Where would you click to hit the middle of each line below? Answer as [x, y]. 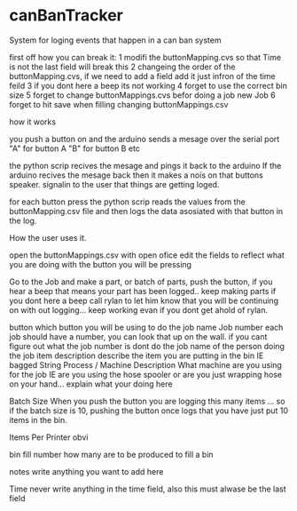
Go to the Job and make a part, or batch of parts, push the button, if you [141, 282]
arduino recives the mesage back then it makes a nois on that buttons [137, 175]
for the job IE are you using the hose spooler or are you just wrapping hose [145, 374]
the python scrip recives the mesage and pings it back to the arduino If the [145, 165]
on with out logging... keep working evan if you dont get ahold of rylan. [139, 310]
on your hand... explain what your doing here [91, 384]
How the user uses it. [48, 237]
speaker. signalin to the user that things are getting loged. [114, 184]
